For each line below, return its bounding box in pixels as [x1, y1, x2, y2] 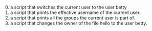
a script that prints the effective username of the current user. [10, 9, 141, 15]
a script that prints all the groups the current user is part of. [10, 15, 136, 20]
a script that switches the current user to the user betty [10, 4, 127, 10]
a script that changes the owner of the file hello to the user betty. [10, 20, 147, 26]
